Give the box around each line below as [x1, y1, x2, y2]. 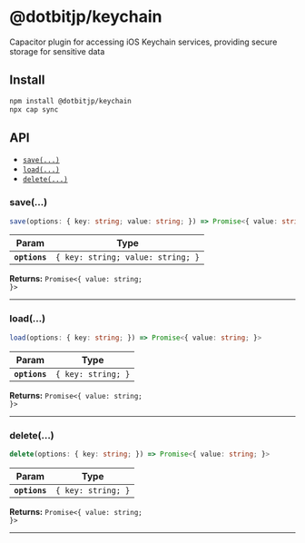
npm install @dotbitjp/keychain [9, 96, 132, 105]
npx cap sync [9, 104, 59, 114]
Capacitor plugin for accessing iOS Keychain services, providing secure [9, 36, 278, 47]
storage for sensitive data [9, 45, 105, 56]
